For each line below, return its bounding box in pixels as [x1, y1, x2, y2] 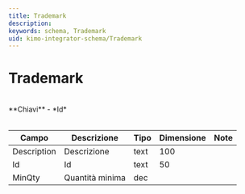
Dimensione [159, 133, 207, 144]
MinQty [12, 172, 40, 183]
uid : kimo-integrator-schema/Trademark [8, 34, 143, 43]
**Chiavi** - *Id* [8, 104, 67, 114]
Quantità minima [64, 172, 127, 183]
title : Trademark [8, 11, 67, 20]
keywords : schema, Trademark [8, 27, 106, 35]
